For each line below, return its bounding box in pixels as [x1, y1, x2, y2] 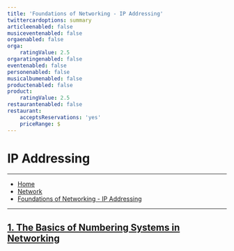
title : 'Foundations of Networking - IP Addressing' [7, 10, 164, 17]
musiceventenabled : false [7, 29, 82, 37]
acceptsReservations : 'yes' [19, 114, 101, 121]
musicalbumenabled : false [7, 75, 82, 82]
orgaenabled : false [7, 36, 64, 43]
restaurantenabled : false [7, 101, 82, 108]
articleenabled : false [7, 23, 73, 30]
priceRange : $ [19, 120, 61, 128]
